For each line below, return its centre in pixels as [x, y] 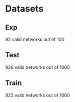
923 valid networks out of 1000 [38, 95]
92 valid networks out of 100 [35, 39]
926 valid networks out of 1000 [38, 67]
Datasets [24, 9]
